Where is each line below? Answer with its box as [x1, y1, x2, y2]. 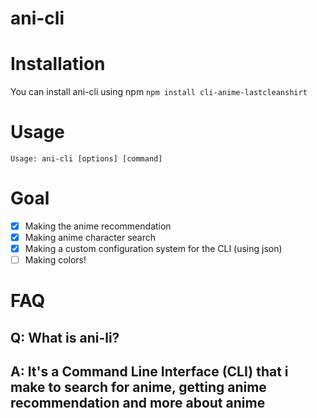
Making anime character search [24, 232, 156, 244]
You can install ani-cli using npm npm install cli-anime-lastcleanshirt [10, 86, 308, 98]
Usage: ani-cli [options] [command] [10, 154, 163, 164]
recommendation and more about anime [10, 395, 266, 412]
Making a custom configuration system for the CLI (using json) [24, 243, 283, 255]
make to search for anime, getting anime [10, 379, 267, 396]
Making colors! [24, 254, 87, 266]
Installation [10, 53, 106, 76]
